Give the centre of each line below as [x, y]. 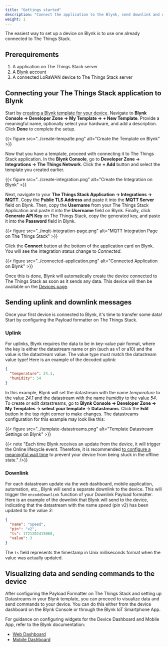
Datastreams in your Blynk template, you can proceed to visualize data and [82, 599]
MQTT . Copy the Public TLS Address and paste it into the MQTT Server [79, 200]
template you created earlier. [35, 170]
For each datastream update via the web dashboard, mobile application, [79, 483]
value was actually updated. [34, 558]
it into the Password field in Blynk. [40, 221]
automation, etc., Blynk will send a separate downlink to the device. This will [83, 489]
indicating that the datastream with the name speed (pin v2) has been [77, 505]
